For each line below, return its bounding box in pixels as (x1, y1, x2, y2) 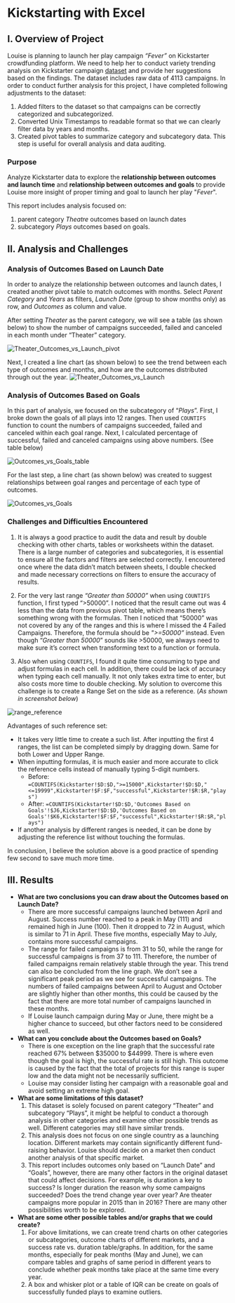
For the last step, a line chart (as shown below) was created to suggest (7, 471, 213, 479)
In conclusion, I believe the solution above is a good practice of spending (7, 846, 219, 855)
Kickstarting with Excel (7, 5, 145, 21)
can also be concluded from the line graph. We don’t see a (27, 967, 198, 976)
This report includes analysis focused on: (7, 201, 127, 210)
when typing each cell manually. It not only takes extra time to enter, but (17, 671, 226, 680)
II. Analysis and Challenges (7, 243, 128, 255)
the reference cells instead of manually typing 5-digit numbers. (17, 765, 200, 773)
